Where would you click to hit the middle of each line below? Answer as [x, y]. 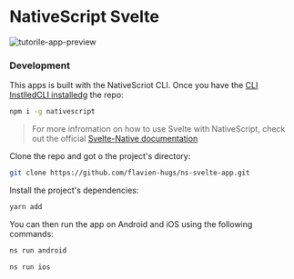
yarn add [26, 206]
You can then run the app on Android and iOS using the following [131, 224]
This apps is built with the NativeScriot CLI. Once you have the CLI [134, 85]
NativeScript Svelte [84, 17]
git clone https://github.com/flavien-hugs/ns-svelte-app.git [130, 173]
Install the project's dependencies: [74, 190]
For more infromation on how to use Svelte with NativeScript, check [158, 129]
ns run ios [30, 267]
